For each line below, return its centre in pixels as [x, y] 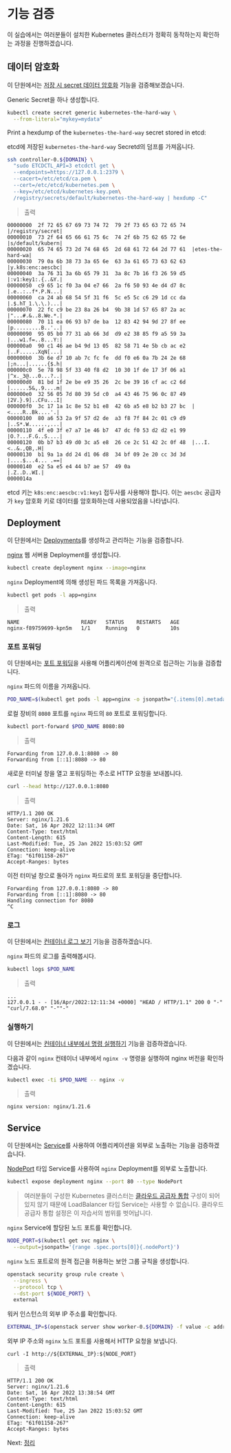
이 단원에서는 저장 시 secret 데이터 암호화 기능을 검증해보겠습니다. [96, 85]
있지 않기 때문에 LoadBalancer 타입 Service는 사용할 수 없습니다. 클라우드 [124, 1205]
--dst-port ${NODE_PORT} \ [52, 1294]
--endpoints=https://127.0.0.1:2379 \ [69, 172]
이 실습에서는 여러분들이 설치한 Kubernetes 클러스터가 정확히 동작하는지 [104, 34]
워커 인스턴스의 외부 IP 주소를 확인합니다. [62, 1314]
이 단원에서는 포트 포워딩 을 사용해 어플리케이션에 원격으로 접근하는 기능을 [106, 663]
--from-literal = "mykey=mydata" [58, 119]
